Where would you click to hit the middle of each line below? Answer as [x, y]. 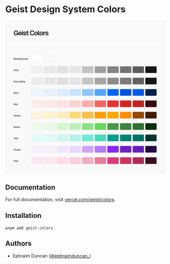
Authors [19, 243]
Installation [23, 216]
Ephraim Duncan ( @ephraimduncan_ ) [52, 256]
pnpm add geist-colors [29, 228]
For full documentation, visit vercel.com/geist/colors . [60, 200]
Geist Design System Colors [65, 9]
